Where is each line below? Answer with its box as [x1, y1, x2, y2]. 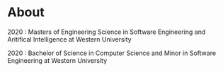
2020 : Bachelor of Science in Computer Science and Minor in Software [7, 49, 217, 57]
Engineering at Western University [7, 56, 108, 64]
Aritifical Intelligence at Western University [7, 35, 132, 43]
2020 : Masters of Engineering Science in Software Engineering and [7, 28, 206, 36]
